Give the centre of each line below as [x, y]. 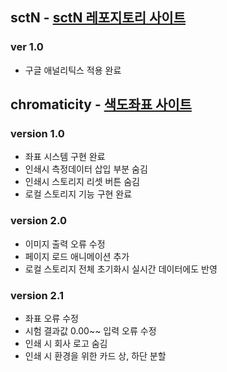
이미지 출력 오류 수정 [65, 244]
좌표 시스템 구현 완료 [65, 157]
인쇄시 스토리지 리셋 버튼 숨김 [82, 182]
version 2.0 [38, 221]
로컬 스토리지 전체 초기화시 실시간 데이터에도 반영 [121, 269]
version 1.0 [37, 133]
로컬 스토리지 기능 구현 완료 [78, 194]
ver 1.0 [27, 47]
